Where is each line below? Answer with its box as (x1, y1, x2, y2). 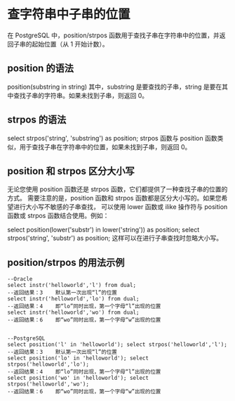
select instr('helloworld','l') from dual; (7, 282, 137, 289)
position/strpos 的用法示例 (7, 256, 125, 268)
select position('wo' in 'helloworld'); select (7, 374, 149, 382)
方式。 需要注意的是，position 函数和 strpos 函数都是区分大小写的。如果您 (7, 194, 222, 203)
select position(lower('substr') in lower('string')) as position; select (7, 226, 200, 234)
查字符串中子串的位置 (7, 6, 131, 23)
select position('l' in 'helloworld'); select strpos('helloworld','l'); (7, 341, 228, 348)
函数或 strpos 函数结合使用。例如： (7, 212, 109, 220)
